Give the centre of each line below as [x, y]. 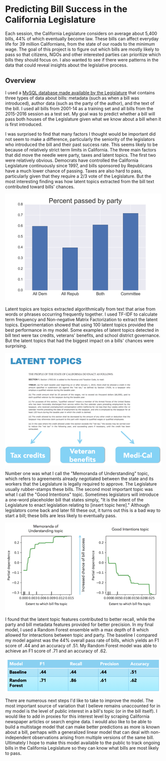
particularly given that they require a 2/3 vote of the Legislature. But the [78, 176]
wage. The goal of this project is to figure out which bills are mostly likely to [82, 49]
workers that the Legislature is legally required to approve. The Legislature [81, 484]
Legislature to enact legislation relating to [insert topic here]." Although [77, 505]
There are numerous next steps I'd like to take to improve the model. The [79, 700]
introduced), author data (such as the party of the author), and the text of [80, 103]
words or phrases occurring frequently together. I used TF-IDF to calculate [81, 314]
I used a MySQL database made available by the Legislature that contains [80, 92]
